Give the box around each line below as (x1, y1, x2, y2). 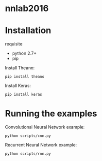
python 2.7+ (12, 50, 37, 56)
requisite (5, 41, 23, 47)
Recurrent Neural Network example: (5, 142, 77, 148)
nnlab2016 (5, 3, 49, 14)
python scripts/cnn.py (5, 133, 51, 138)
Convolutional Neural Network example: (5, 124, 85, 130)
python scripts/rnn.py (5, 151, 51, 156)
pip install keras (5, 92, 42, 97)
